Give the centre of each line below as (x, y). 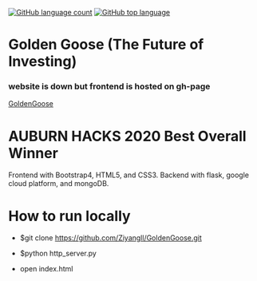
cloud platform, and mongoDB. (59, 184)
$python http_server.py (58, 253)
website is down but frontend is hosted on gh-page (109, 86)
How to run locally (69, 216)
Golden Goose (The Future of (106, 45)
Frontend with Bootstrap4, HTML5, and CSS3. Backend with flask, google (129, 175)
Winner (33, 153)
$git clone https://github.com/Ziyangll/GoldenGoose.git (111, 238)
